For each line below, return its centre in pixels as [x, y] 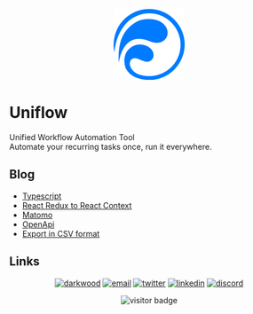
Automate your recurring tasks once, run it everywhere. [111, 146]
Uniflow [39, 113]
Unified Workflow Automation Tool [72, 137]
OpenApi [38, 224]
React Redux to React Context [77, 205]
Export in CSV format [61, 233]
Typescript [42, 196]
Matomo [37, 215]
